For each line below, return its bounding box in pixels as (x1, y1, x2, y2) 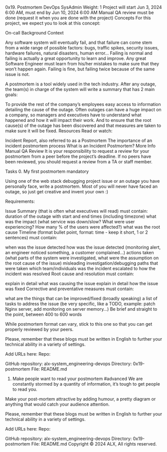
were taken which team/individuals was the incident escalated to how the (5, 266, 156, 271)
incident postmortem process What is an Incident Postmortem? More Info (5, 143, 156, 149)
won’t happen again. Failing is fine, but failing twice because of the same (5, 66, 155, 72)
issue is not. (5, 71, 30, 77)
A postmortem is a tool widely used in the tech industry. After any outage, (5, 81, 157, 87)
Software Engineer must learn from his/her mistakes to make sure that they (5, 61, 160, 66)
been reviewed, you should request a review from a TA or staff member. (5, 159, 153, 164)
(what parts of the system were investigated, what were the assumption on (5, 255, 159, 261)
